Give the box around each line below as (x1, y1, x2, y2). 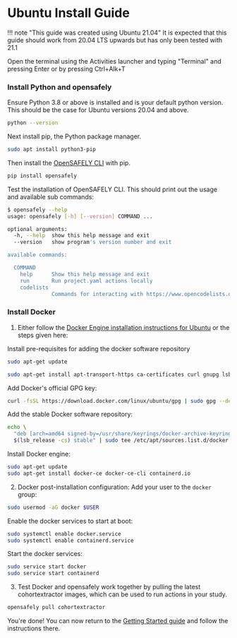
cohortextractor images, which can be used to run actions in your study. (17, 590, 228, 598)
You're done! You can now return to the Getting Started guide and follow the (7, 617, 229, 625)
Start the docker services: (7, 550, 83, 558)
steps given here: (17, 331, 68, 339)
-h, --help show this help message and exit (13, 232, 150, 240)
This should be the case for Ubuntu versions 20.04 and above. (7, 106, 189, 114)
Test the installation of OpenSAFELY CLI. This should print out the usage (7, 185, 217, 194)
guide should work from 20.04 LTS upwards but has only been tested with (7, 35, 223, 44)
